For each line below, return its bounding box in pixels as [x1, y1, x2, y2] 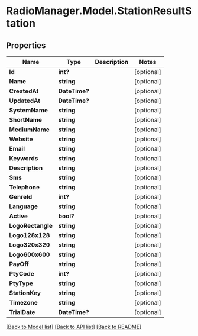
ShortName [9, 116, 43, 124]
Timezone [9, 299, 38, 306]
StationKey [9, 289, 41, 297]
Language [9, 202, 38, 211]
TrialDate [9, 308, 35, 316]
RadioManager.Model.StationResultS [6, 4, 192, 18]
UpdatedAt [9, 96, 40, 105]
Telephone [9, 183, 40, 191]
